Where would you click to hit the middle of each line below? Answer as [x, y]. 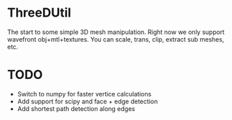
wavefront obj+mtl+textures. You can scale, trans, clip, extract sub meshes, [116, 39]
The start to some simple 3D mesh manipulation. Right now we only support [116, 32]
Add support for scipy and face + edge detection [87, 101]
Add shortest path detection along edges [76, 108]
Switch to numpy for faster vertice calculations [84, 94]
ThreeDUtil [39, 13]
